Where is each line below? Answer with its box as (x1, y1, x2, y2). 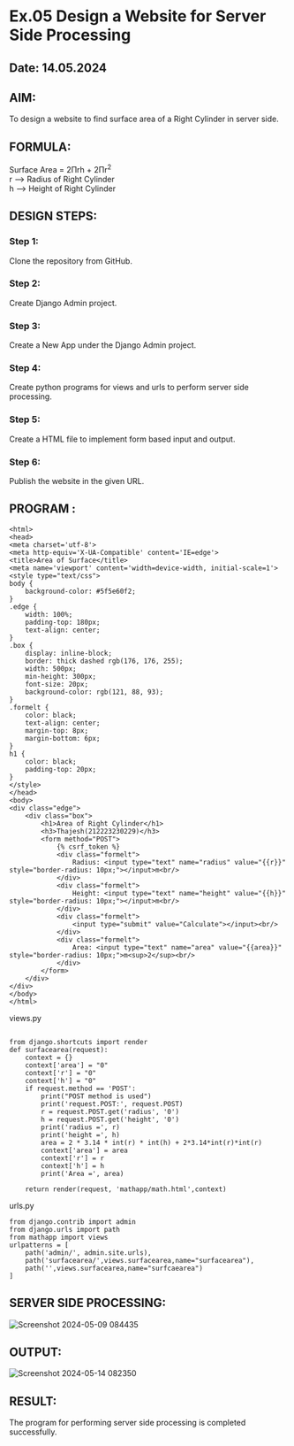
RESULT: (9, 1394, 57, 1409)
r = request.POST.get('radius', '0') (41, 1107, 179, 1116)
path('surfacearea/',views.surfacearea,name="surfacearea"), (25, 1256, 254, 1265)
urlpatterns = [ (9, 1241, 69, 1250)
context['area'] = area (41, 1146, 128, 1155)
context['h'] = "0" (25, 1076, 97, 1085)
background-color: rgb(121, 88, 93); (25, 688, 164, 696)
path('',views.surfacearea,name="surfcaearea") (25, 1264, 203, 1273)
